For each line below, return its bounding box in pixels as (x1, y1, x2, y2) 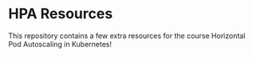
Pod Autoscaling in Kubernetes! (8, 39, 112, 48)
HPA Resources (8, 5, 113, 23)
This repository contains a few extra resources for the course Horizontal (8, 31, 246, 40)
